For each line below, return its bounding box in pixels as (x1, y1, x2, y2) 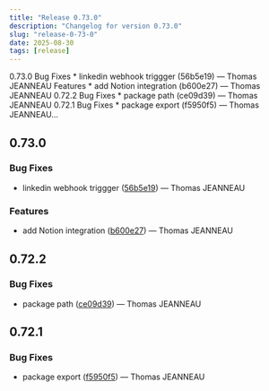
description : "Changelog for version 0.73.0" (9, 22, 182, 30)
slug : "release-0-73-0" (9, 30, 99, 39)
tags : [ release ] (9, 47, 70, 56)
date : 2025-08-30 (9, 38, 74, 48)
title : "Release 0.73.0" (9, 13, 102, 22)
